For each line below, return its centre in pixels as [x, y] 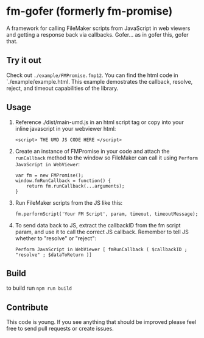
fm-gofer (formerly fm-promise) [90, 11]
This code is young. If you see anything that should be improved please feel [101, 322]
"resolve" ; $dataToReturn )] [54, 255]
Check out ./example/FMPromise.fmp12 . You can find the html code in [92, 75]
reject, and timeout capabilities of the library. [62, 88]
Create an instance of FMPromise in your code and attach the [92, 151]
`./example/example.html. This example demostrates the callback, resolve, [100, 81]
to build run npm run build [39, 288]
